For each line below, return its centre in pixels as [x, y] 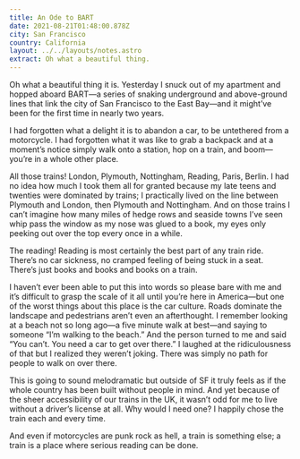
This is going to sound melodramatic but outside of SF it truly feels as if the [148, 380]
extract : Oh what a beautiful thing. [80, 59]
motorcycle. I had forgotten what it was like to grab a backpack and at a [141, 140]
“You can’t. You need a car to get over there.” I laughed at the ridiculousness [150, 344]
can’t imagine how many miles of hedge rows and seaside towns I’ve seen [146, 214]
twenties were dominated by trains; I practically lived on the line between [144, 195]
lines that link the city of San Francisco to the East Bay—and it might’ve [141, 103]
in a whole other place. [77, 159]
